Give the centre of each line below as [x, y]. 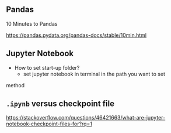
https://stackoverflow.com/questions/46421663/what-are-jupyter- [86, 118]
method [15, 85]
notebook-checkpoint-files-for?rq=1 [49, 124]
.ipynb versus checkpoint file [60, 104]
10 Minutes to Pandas [32, 23]
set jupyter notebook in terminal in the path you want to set [94, 74]
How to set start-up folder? [47, 67]
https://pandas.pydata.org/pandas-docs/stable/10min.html [76, 35]
